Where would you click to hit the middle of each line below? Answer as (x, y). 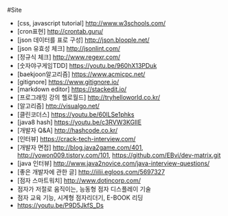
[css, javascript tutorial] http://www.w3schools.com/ (91, 23)
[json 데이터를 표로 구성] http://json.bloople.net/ (83, 40)
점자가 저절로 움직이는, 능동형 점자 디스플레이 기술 (84, 189)
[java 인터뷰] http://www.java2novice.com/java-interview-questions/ (113, 163)
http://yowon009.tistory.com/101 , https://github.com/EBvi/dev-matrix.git (119, 155)
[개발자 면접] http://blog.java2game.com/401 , (80, 147)
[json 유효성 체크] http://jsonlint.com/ (69, 48)
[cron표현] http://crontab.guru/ (60, 31)
